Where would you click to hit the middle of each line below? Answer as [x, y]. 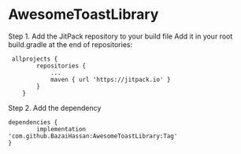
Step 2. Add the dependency [55, 108]
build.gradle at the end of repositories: [70, 44]
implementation [61, 129]
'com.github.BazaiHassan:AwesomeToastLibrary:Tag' [93, 136]
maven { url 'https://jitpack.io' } [110, 79]
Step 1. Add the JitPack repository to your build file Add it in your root [120, 36]
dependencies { [33, 122]
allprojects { [35, 59]
